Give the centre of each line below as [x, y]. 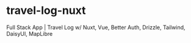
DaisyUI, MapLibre [30, 33]
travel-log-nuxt [46, 11]
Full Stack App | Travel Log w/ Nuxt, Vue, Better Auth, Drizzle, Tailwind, [96, 27]
